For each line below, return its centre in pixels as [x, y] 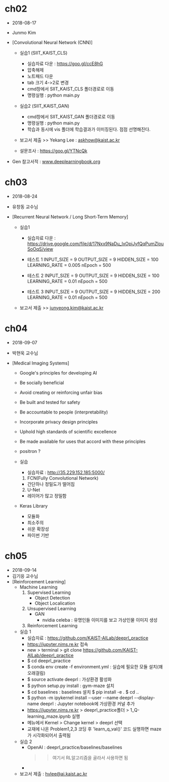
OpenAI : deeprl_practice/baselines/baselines [75, 747]
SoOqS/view [40, 249]
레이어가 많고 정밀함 [47, 495]
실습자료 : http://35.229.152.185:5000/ [66, 472]
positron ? [30, 451]
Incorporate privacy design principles [59, 422]
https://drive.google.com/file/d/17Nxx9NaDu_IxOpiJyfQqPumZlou [95, 244]
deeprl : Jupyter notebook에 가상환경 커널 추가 [87, 704]
